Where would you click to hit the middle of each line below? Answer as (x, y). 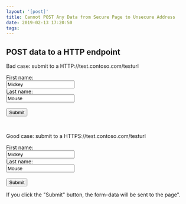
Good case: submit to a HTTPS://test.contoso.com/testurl (76, 136)
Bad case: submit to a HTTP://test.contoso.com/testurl (72, 66)
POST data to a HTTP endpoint (63, 52)
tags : (13, 28)
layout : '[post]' (27, 11)
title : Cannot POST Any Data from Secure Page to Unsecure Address (91, 17)
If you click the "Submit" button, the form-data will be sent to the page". (94, 195)
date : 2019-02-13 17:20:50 (39, 22)
